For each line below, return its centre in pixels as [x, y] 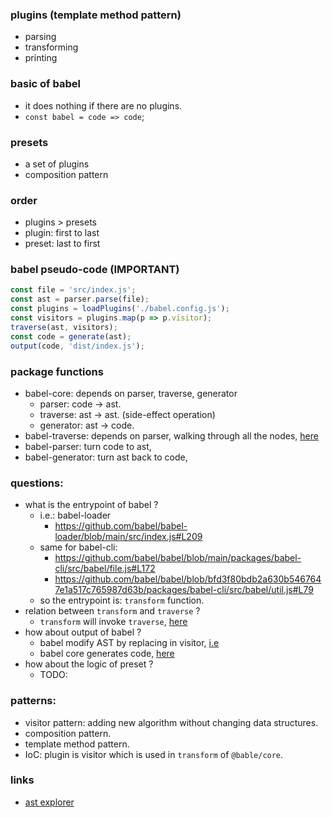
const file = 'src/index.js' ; [73, 290]
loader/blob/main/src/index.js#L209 [128, 537]
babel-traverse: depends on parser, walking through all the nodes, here [171, 435]
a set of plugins [57, 164]
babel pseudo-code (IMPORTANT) [95, 270]
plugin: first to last [62, 233]
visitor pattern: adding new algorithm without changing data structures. [171, 722]
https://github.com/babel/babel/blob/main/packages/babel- [178, 558]
